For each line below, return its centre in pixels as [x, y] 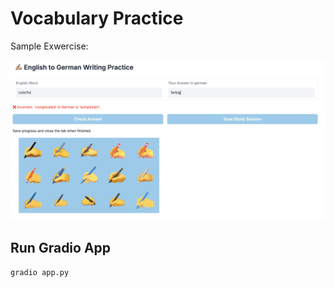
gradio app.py [40, 272]
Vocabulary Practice [97, 18]
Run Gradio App [61, 248]
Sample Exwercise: [49, 46]
